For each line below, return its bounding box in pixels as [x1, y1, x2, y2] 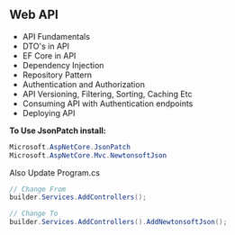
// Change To [9, 209, 59, 219]
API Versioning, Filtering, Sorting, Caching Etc [22, 88, 193, 99]
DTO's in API [22, 41, 70, 51]
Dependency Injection [22, 59, 104, 70]
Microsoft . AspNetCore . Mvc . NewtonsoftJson [9, 150, 167, 160]
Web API [9, 7, 59, 23]
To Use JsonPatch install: [9, 125, 106, 136]
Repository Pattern [22, 69, 93, 80]
